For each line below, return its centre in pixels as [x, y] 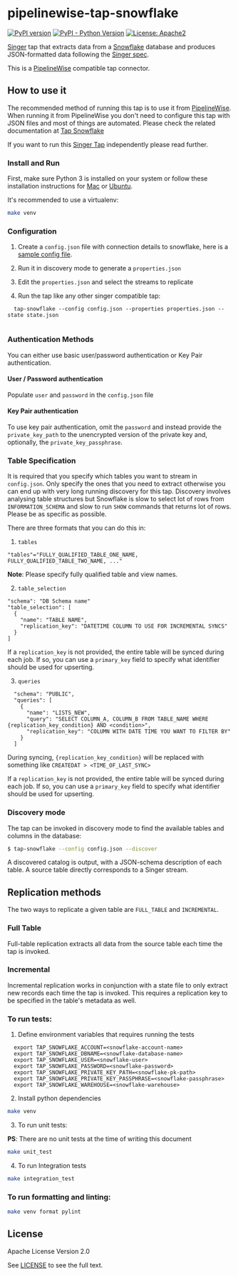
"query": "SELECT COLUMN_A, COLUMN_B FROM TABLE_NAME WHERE [117, 719]
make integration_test [41, 1179]
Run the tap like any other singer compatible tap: [89, 296]
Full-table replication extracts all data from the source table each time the [115, 943]
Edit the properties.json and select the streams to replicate [105, 282]
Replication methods [55, 892]
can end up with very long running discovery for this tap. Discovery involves [119, 491]
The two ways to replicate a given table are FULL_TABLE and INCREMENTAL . [113, 910]
